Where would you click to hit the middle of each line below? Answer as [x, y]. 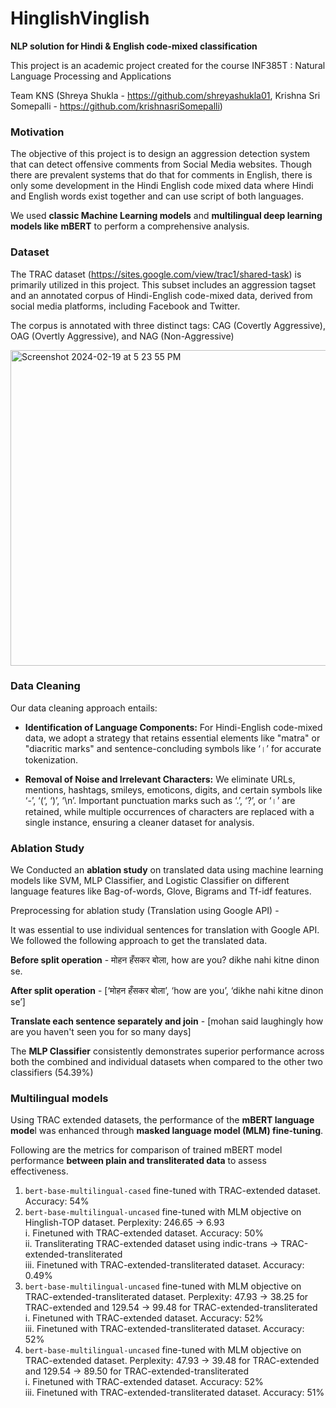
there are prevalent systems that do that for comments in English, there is [161, 175]
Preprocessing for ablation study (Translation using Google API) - [145, 911]
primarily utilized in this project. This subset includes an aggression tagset [163, 284]
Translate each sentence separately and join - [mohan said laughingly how [167, 1021]
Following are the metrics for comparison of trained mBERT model [146, 1150]
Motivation [37, 132]
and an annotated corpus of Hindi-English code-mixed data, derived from [161, 295]
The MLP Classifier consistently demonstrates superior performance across [167, 1051]
